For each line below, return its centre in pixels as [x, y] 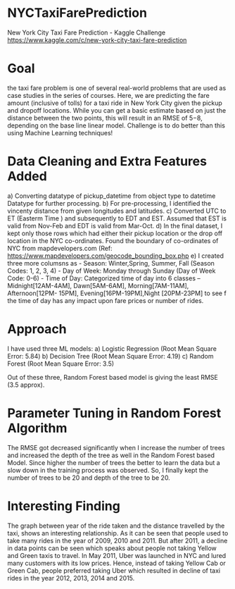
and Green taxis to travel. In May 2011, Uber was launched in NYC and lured [117, 555]
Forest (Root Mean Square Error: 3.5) [61, 364]
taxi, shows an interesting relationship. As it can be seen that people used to [118, 533]
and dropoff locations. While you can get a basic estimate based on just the [117, 110]
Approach [37, 329]
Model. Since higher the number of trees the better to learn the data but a [114, 462]
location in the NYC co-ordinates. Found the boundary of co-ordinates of [113, 240]
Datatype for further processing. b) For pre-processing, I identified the [109, 203]
